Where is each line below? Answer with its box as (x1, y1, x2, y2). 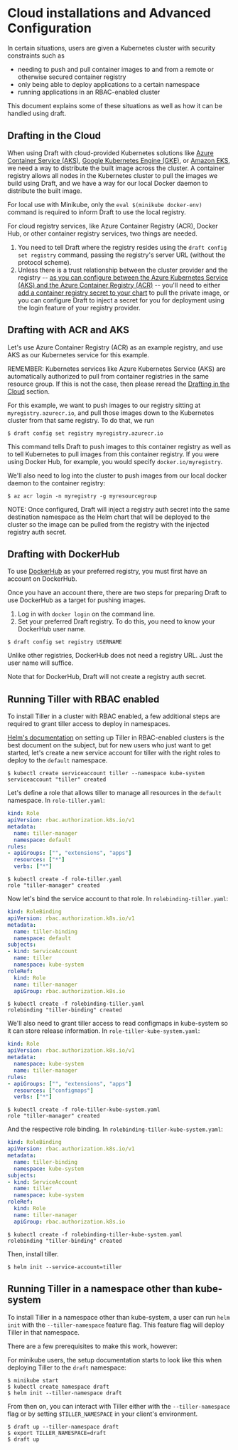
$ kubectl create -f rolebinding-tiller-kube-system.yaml (7, 1231, 183, 1238)
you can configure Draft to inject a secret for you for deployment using (17, 295, 225, 304)
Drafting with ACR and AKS (7, 324, 130, 336)
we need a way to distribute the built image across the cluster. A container (7, 164, 225, 172)
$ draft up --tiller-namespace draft (7, 1423, 119, 1430)
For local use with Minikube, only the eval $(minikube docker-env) (7, 200, 202, 209)
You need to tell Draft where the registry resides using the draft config (17, 243, 227, 251)
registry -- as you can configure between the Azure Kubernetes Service (17, 273, 229, 282)
